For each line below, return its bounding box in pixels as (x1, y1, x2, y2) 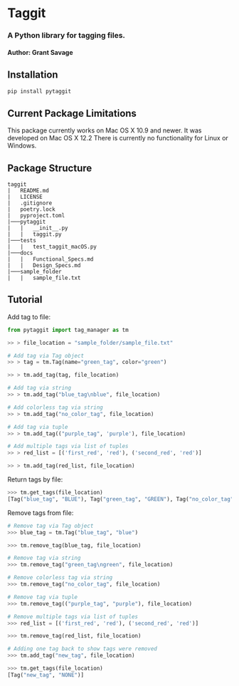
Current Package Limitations (7, 107, 137, 119)
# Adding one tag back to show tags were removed (7, 645, 158, 653)
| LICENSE (7, 194, 43, 201)
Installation (7, 69, 58, 81)
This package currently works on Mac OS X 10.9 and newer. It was (7, 126, 202, 135)
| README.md (7, 187, 50, 194)
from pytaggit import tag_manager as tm (7, 326, 129, 333)
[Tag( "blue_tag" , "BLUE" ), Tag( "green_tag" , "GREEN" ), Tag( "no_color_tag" (7, 495, 234, 503)
